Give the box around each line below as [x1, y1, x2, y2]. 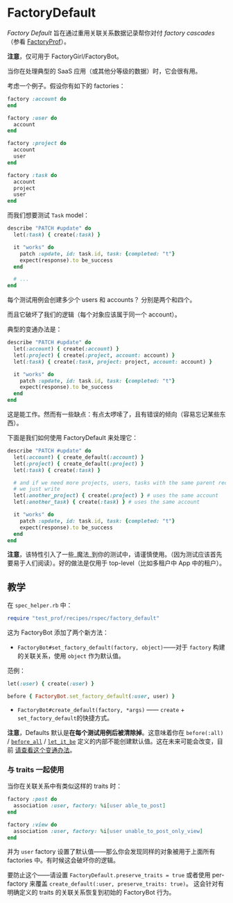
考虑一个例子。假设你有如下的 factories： [7, 81, 126, 90]
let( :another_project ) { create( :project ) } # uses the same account [13, 492, 218, 499]
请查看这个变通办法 [15, 745, 70, 754]
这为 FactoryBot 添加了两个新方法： [7, 628, 110, 636]
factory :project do [7, 140, 67, 147]
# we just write [13, 486, 60, 493]
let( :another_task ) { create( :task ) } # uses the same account [13, 498, 200, 506]
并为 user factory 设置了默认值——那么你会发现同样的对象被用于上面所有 [7, 847, 216, 856]
